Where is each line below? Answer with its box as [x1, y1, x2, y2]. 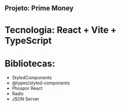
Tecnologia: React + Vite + [4, 24, 117, 36]
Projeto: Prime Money [4, 4, 73, 13]
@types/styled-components [11, 80, 70, 86]
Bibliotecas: [4, 58, 55, 69]
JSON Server [11, 95, 39, 102]
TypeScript [4, 35, 52, 46]
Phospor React [11, 85, 43, 91]
